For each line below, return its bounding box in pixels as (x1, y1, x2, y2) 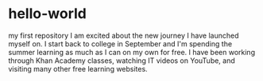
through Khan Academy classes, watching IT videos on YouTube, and (8, 56, 236, 65)
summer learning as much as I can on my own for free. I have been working (8, 47, 256, 57)
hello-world (8, 5, 87, 23)
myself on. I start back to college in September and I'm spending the (8, 39, 233, 48)
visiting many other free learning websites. (8, 64, 149, 73)
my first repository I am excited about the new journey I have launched (8, 31, 239, 40)
